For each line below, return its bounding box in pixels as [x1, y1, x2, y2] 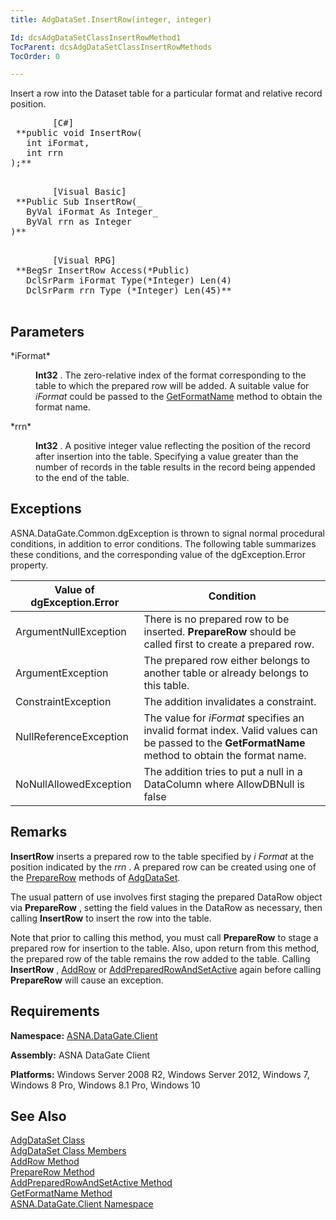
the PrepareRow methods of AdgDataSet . [10, 871, 181, 883]
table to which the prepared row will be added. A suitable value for [35, 380, 310, 392]
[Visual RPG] [52, 255, 117, 266]
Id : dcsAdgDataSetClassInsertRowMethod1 [10, 32, 182, 43]
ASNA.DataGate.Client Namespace [10, 1198, 154, 1210]
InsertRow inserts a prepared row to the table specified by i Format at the [10, 850, 315, 862]
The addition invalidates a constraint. [143, 694, 317, 708]
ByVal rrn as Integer [26, 216, 132, 228]
